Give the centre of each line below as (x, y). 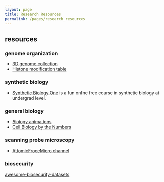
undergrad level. (29, 98)
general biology (24, 111)
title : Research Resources (33, 14)
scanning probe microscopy (40, 140)
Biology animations (32, 121)
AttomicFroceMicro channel (41, 151)
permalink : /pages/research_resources (45, 19)
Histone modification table (39, 69)
